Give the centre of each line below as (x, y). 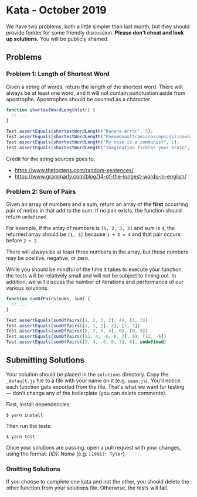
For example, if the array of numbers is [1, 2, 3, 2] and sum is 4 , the (91, 228)
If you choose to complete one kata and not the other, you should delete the (98, 482)
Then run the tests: (29, 426)
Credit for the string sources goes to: (51, 159)
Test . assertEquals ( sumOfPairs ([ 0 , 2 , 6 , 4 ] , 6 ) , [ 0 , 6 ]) (77, 331)
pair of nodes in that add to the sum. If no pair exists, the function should (94, 211)
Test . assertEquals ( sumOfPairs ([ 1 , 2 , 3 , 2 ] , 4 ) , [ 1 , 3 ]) (77, 320)
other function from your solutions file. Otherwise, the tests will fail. (87, 488)
